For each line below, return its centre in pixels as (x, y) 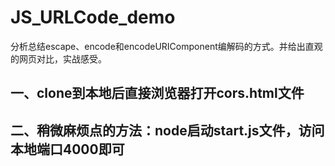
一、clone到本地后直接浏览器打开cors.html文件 (157, 93)
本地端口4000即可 (67, 149)
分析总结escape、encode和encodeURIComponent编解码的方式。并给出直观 (166, 46)
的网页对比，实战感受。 (58, 58)
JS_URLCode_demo (93, 17)
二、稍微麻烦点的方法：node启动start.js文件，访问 (167, 130)
